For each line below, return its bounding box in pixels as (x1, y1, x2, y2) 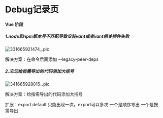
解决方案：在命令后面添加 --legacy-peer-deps (5, 56, 99, 62)
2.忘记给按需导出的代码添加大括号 (5, 69, 74, 74)
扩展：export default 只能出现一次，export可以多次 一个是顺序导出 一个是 (5, 101, 154, 107)
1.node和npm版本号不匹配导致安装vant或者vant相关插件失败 (5, 33, 130, 39)
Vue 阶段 (5, 21, 24, 27)
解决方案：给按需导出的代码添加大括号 (5, 91, 83, 97)
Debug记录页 (5, 4, 59, 15)
